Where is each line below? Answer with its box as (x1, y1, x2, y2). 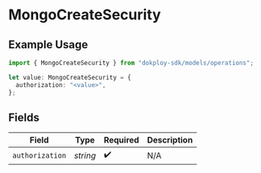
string (73, 150, 97, 161)
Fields (8, 110, 40, 124)
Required (103, 134, 139, 146)
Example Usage (8, 38, 89, 51)
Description (147, 134, 193, 146)
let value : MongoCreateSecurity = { (8, 73, 131, 81)
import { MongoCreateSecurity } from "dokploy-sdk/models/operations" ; (8, 59, 254, 67)
